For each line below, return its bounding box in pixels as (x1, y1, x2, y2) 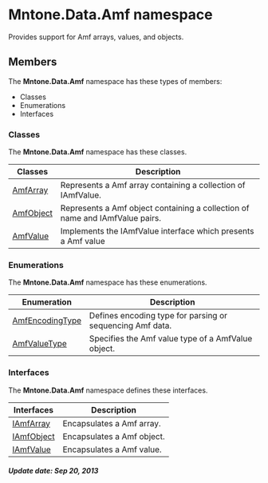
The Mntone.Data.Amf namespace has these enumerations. (8, 277, 207, 287)
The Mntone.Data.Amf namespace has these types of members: (8, 76, 223, 86)
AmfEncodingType (12, 315, 82, 326)
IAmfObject (12, 430, 55, 441)
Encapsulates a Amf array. (62, 417, 161, 429)
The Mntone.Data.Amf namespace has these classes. (8, 147, 187, 157)
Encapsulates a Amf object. (62, 430, 165, 441)
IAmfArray (12, 417, 50, 429)
